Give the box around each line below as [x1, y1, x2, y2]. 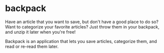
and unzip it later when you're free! [5, 29, 76, 35]
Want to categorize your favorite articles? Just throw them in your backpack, [5, 24, 160, 29]
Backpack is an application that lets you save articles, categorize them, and [5, 38, 157, 44]
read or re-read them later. [5, 43, 59, 49]
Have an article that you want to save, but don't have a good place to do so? [5, 19, 159, 25]
